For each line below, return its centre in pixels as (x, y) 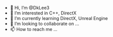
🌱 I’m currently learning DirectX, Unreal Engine (59, 18)
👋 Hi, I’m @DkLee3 (30, 8)
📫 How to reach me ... (34, 29)
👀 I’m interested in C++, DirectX (43, 13)
